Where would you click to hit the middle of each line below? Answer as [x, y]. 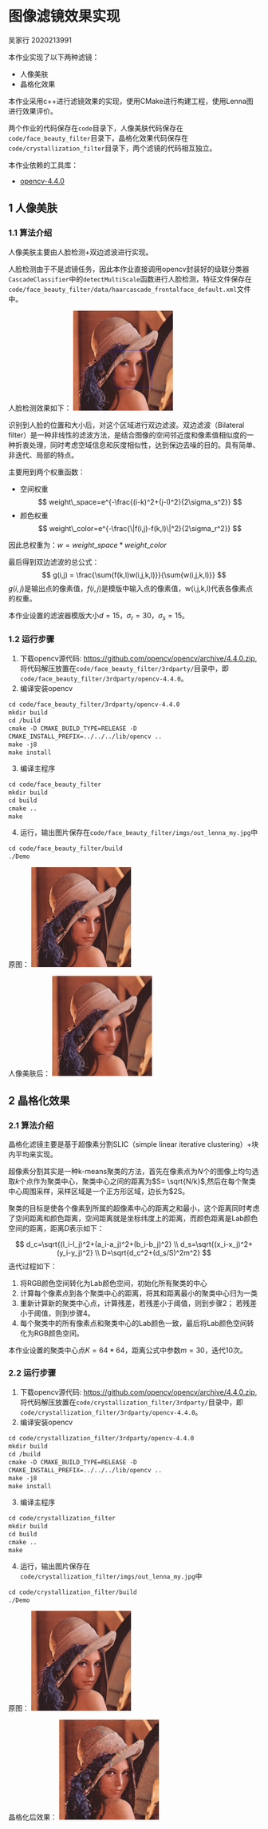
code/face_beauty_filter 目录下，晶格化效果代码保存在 [99, 138]
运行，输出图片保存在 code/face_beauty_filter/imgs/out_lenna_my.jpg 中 [138, 832]
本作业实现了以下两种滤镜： [54, 57]
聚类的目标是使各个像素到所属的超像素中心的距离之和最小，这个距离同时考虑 [134, 1208]
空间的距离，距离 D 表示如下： [57, 1228]
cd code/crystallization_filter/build [73, 1592]
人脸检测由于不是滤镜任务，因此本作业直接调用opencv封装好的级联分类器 [129, 269]
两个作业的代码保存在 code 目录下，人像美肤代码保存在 [96, 128]
